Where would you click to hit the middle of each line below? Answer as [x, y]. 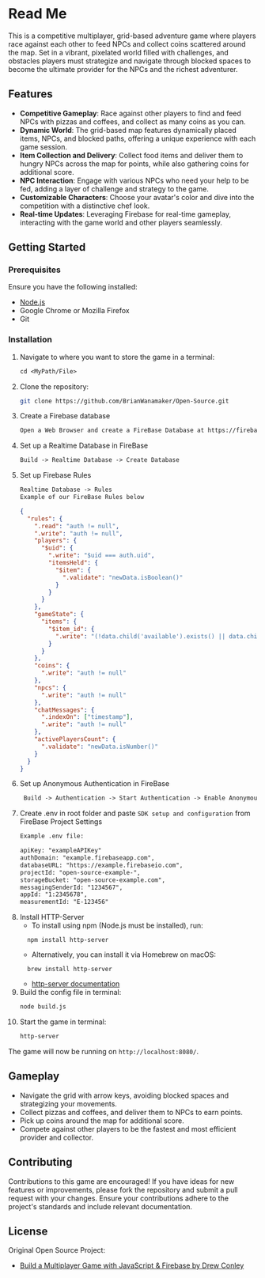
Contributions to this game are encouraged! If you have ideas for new [121, 1181]
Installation [30, 339]
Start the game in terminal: [63, 1022]
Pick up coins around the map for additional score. [102, 1121]
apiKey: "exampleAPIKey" [61, 851]
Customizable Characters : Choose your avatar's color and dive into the [137, 197]
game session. [44, 146]
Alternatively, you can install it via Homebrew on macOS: [123, 955]
